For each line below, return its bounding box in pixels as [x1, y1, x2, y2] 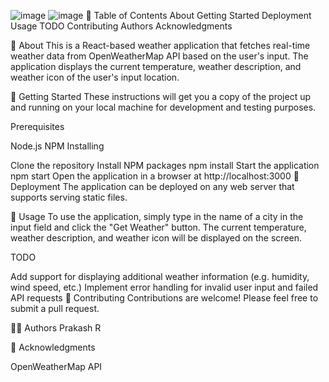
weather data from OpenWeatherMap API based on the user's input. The [10, 50, 309, 62]
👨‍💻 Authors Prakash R [10, 322, 102, 334]
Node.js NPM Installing [10, 140, 105, 152]
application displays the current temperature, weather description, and [10, 61, 302, 72]
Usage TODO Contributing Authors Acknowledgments [10, 20, 233, 32]
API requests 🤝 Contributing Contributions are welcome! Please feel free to [10, 292, 319, 304]
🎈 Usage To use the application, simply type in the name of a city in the [10, 211, 304, 222]
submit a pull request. [10, 303, 100, 314]
